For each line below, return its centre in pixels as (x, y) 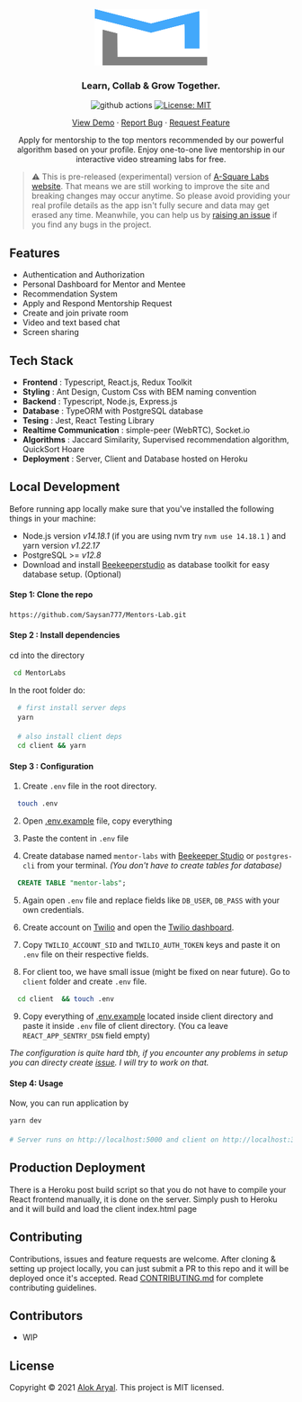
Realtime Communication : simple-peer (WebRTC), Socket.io (136, 430)
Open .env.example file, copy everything (97, 821)
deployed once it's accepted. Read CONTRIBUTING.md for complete (136, 1278)
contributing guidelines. (53, 1288)
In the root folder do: (47, 690)
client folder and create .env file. (84, 981)
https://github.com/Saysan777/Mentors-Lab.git (98, 615)
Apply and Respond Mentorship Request (97, 304)
